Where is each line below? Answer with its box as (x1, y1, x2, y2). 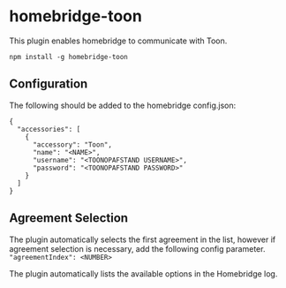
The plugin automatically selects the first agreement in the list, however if (9, 234, 276, 245)
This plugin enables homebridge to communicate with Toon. (9, 35, 228, 46)
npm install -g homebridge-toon (9, 52, 128, 61)
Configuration (9, 77, 88, 92)
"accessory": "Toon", (32, 140, 113, 149)
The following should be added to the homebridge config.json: (9, 100, 237, 110)
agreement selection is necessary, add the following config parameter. (9, 243, 266, 254)
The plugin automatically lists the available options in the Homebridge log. (9, 268, 278, 279)
